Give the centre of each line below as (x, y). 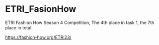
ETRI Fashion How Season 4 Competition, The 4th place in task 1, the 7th (80, 22)
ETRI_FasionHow (41, 9)
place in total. (19, 27)
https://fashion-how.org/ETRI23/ (38, 37)
